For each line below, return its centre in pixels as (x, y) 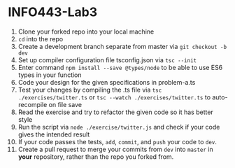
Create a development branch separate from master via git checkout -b (122, 46)
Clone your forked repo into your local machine (86, 31)
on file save (65, 104)
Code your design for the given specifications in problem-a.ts (107, 82)
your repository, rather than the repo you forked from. (96, 156)
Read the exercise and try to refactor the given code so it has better (116, 112)
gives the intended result (54, 134)
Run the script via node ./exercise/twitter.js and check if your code (119, 127)
